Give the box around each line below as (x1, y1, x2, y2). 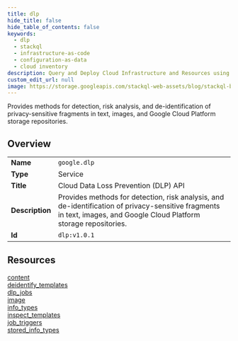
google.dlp (57, 158, 95, 167)
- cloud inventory (13, 63, 69, 70)
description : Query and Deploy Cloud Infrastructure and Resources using (7, 69, 230, 76)
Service (57, 169, 84, 179)
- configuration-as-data (13, 57, 87, 64)
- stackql (13, 43, 42, 50)
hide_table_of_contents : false (7, 23, 100, 30)
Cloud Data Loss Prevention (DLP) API (57, 181, 186, 191)
